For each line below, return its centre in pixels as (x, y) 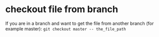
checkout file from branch (62, 9)
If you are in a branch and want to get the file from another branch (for (79, 23)
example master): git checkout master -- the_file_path (66, 28)
